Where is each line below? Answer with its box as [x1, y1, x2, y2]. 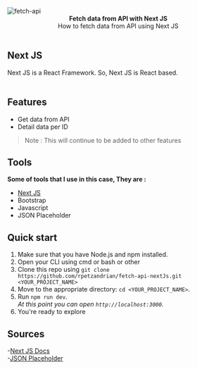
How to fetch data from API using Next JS [58, 22, 179, 30]
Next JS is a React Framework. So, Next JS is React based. [7, 68, 178, 77]
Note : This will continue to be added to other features [24, 136, 182, 144]
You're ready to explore [17, 308, 86, 316]
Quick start [7, 232, 58, 244]
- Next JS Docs [7, 346, 51, 355]
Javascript [17, 204, 49, 212]
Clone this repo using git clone [17, 265, 110, 274]
